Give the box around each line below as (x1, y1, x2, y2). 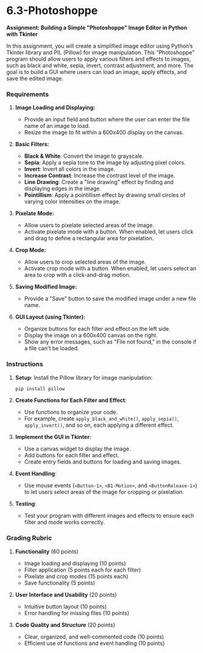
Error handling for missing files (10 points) (24, 609, 130, 616)
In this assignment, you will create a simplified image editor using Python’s (6, 42, 193, 50)
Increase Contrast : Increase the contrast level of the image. (24, 172, 176, 179)
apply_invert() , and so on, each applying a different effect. (24, 421, 174, 429)
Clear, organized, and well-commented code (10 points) (24, 633, 165, 640)
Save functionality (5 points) (24, 579, 96, 586)
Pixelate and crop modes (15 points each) (24, 572, 129, 580)
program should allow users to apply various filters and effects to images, (6, 55, 191, 62)
